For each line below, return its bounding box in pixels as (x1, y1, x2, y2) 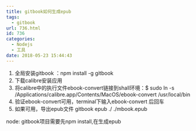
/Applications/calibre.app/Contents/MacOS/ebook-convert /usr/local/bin (14, 91, 190, 98)
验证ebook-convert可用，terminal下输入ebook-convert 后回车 (14, 98, 165, 105)
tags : (6, 14, 19, 20)
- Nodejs (11, 42, 33, 48)
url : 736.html (6, 25, 41, 31)
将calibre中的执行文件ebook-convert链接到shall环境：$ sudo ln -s (14, 84, 175, 91)
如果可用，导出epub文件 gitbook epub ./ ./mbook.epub (14, 105, 148, 112)
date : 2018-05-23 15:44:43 (6, 53, 72, 58)
